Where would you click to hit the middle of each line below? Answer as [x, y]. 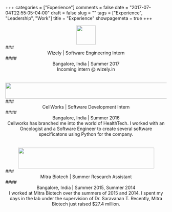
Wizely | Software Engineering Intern [86, 53]
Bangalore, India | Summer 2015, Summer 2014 [86, 187]
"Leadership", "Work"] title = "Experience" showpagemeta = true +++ [79, 18]
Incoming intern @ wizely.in [86, 69]
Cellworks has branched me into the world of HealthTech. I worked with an [86, 123]
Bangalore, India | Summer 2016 [86, 118]
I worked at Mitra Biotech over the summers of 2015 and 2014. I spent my [86, 193]
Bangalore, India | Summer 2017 [86, 64]
